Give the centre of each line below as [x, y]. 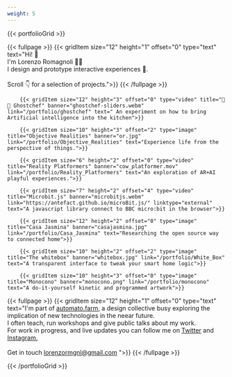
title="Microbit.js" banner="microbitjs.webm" [76, 196]
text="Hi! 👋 [23, 54]
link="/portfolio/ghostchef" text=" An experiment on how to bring [107, 112]
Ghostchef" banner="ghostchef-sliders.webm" [79, 106]
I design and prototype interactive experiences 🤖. [78, 69]
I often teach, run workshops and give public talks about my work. [102, 323]
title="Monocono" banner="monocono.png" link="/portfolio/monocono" [108, 282]
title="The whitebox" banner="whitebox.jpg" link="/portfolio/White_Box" [116, 258]
